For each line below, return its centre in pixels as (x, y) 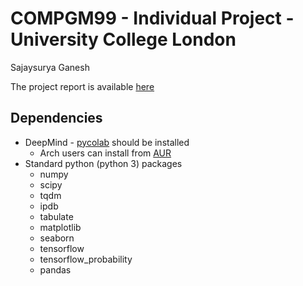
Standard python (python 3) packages (103, 163)
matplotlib (60, 227)
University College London (123, 39)
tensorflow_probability (86, 259)
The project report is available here (82, 86)
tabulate (56, 216)
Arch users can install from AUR (105, 153)
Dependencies (56, 118)
